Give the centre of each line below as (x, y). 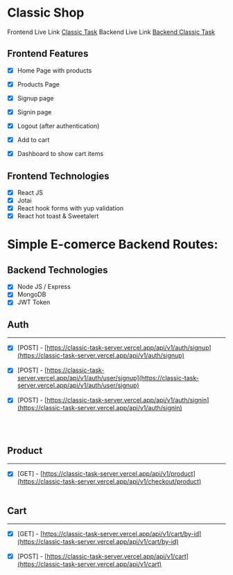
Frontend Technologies (58, 176)
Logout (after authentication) (58, 126)
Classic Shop (46, 13)
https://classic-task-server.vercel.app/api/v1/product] (119, 474)
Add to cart (33, 140)
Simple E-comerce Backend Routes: (113, 245)
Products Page (38, 84)
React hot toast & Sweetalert (58, 216)
